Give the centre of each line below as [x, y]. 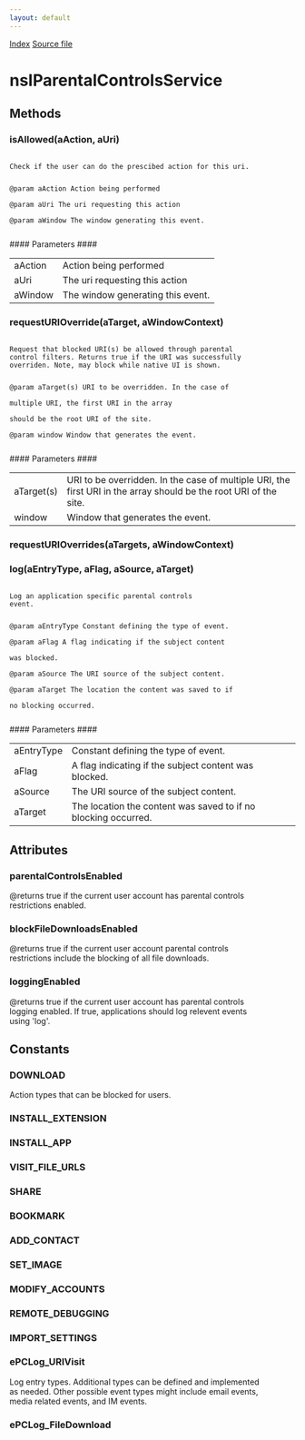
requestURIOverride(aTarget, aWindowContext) [117, 322]
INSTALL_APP [41, 1143]
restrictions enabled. [48, 905]
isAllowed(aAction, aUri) [64, 140]
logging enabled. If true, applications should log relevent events [128, 1011]
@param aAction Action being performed [85, 189]
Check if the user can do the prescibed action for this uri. [129, 166]
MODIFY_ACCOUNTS [57, 1288]
